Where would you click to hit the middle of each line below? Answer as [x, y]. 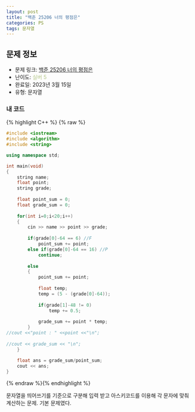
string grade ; [34, 188]
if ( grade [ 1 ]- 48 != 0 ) [65, 305]
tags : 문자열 [20, 28]
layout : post [22, 12]
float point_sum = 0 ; [44, 200]
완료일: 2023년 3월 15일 [43, 85]
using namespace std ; [33, 155]
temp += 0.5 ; [65, 311]
